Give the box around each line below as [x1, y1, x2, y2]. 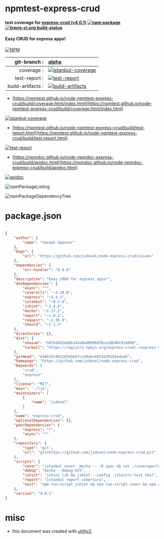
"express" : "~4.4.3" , [22, 295, 67, 300]
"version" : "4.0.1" [14, 491, 54, 496]
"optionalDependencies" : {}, [14, 418, 73, 423]
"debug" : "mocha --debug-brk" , [22, 468, 86, 473]
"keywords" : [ [14, 363, 42, 368]
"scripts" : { [14, 459, 41, 464]
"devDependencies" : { [14, 281, 58, 286]
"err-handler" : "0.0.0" [22, 267, 71, 272]
